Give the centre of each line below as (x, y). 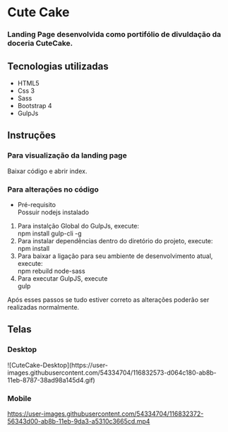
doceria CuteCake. (40, 43)
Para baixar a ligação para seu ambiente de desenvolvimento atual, (115, 256)
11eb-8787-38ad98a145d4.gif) (51, 380)
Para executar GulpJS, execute (62, 278)
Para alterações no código (53, 189)
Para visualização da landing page (67, 156)
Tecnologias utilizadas (58, 66)
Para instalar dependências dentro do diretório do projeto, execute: (115, 240)
